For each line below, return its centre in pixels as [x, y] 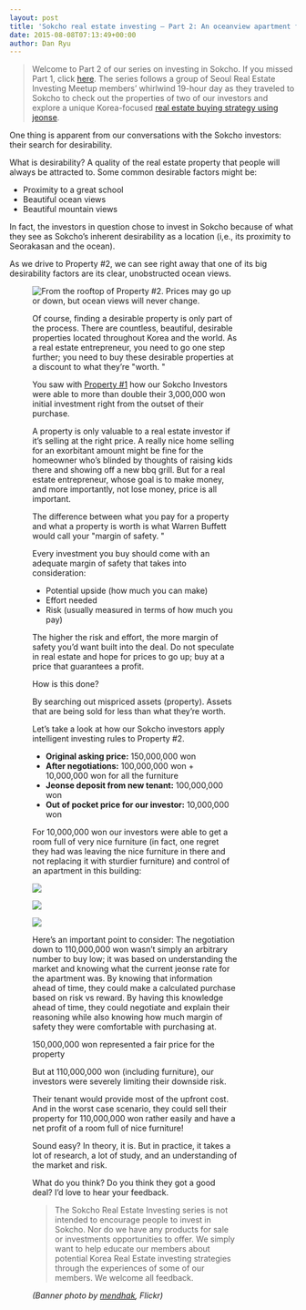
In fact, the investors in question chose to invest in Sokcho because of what [152, 227]
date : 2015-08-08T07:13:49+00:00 [73, 35]
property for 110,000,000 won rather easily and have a [134, 1119]
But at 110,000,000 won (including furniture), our [123, 1072]
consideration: [59, 573]
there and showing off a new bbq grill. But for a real [129, 470]
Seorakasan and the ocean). [62, 246]
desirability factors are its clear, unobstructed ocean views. [121, 273]
